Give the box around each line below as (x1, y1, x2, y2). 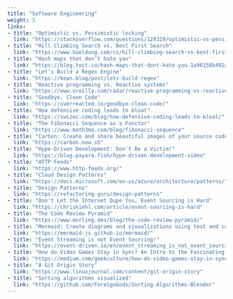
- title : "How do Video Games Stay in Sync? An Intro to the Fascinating (7, 249, 225, 256)
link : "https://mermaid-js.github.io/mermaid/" (13, 230, 154, 237)
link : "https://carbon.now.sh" (13, 139, 104, 146)
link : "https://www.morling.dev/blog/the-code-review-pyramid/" (13, 216, 203, 223)
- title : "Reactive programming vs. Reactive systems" (7, 81, 169, 88)
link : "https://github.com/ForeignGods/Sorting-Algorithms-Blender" (13, 281, 216, 288)
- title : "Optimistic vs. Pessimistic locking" (7, 29, 148, 37)
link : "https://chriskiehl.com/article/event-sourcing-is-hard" (13, 204, 203, 211)
